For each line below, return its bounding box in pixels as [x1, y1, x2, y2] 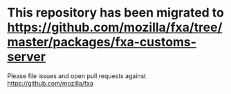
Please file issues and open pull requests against [7, 71, 147, 80]
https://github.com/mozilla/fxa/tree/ [7, 19, 223, 35]
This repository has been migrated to [7, 5, 225, 21]
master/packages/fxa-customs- [7, 35, 197, 50]
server [7, 49, 46, 65]
